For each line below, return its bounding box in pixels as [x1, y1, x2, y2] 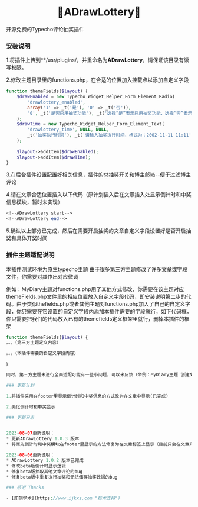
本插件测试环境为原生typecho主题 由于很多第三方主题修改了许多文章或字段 [6, 266, 188, 273]
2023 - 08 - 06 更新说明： [6, 452, 55, 458]
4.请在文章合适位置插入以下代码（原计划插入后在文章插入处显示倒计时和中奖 [6, 191, 192, 198]
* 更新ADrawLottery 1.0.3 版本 [6, 436, 80, 442]
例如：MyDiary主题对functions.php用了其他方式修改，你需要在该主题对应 [6, 285, 184, 292]
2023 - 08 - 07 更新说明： [6, 430, 55, 437]
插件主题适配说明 [6, 251, 55, 259]
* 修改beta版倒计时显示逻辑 [6, 463, 66, 469]
